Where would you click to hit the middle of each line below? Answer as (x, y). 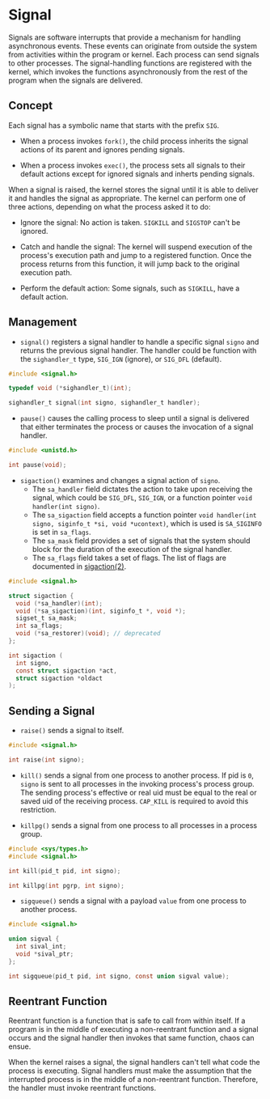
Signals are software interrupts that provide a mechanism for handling (124, 37)
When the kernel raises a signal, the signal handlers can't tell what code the (134, 1063)
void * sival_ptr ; (45, 954)
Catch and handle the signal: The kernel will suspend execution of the (136, 246)
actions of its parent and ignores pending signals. (102, 149)
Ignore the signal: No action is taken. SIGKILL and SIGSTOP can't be (130, 222)
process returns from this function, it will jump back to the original (130, 264)
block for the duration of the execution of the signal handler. (132, 549)
